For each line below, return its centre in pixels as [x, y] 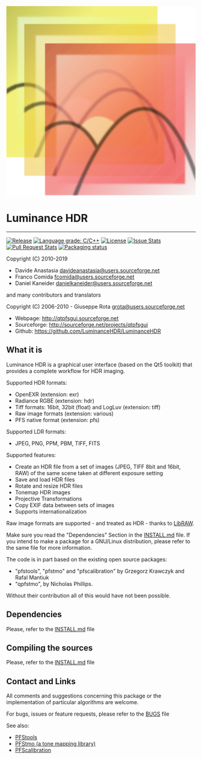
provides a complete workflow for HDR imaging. [66, 371]
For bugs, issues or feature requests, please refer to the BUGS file [88, 714]
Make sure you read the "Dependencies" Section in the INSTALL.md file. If [98, 535]
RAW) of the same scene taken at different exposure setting [89, 473]
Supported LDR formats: [36, 432]
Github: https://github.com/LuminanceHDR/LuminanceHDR [88, 331]
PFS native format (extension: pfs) [57, 420]
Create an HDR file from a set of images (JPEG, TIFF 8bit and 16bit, [98, 467]
